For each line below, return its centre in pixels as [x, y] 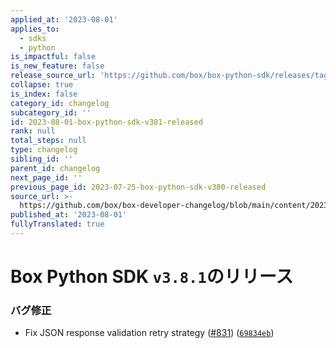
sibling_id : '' [42, 159]
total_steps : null [48, 141]
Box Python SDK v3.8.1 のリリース [152, 277]
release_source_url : [53, 76]
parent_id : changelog [55, 168]
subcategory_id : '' [51, 112]
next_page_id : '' [46, 177]
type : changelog [44, 150]
